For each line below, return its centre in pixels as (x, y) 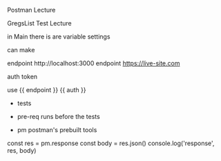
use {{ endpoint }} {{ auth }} (47, 90)
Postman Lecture (31, 10)
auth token (22, 76)
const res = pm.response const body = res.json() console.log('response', (111, 143)
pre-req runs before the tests (58, 117)
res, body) (22, 150)
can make (21, 50)
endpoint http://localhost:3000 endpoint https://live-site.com (94, 63)
